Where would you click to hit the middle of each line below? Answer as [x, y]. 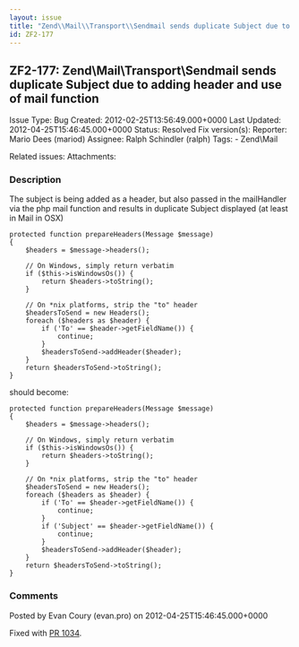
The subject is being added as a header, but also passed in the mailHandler [148, 199]
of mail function [55, 98]
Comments [34, 596]
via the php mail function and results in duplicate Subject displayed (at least [149, 209]
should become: [39, 393]
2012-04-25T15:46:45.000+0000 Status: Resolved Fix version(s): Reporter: [149, 130]
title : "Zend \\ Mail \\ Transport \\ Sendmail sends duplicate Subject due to [150, 26]
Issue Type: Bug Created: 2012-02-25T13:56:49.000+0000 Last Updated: [145, 120]
